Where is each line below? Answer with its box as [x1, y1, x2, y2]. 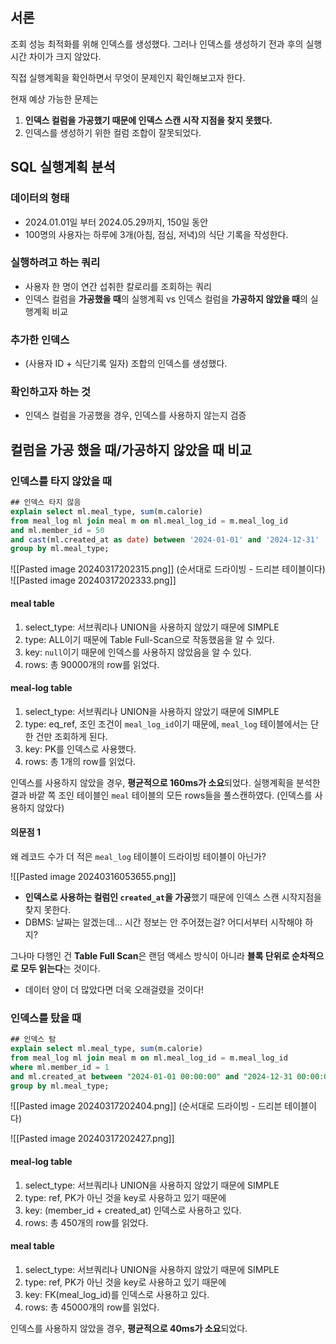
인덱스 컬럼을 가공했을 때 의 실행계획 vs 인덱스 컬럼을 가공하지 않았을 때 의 [24, 293, 308, 305]
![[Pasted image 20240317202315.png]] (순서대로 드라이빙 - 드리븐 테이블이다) [10, 563, 326, 575]
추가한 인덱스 [10, 333, 70, 347]
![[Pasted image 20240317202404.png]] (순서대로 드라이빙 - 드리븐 [10, 1100, 283, 1112]
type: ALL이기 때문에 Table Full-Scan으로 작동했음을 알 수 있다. [24, 633, 275, 645]
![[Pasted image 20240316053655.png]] [10, 870, 177, 882]
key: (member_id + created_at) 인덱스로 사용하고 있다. [24, 1204, 242, 1216]
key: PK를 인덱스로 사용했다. [24, 743, 137, 755]
